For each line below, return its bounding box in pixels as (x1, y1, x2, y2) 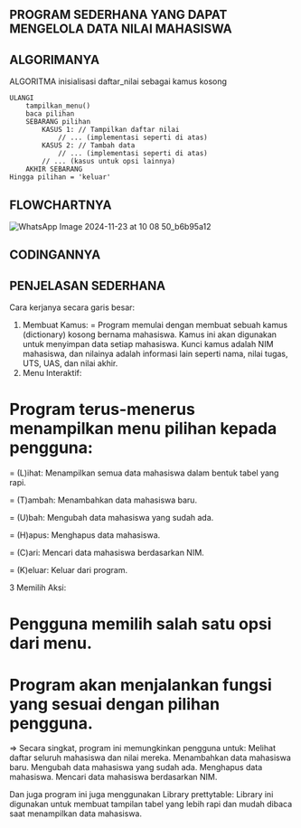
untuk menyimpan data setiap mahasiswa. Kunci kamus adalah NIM (22, 339, 274, 350)
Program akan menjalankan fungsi (9, 674, 273, 695)
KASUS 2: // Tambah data (42, 141, 136, 150)
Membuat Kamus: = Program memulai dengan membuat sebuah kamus (22, 320, 287, 331)
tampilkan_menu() (25, 101, 91, 111)
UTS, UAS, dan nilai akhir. (22, 358, 118, 369)
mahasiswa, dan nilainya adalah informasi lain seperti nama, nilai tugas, (22, 348, 288, 360)
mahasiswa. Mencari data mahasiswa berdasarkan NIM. (9, 772, 218, 783)
